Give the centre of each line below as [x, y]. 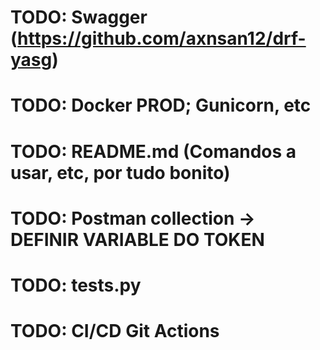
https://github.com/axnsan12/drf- [162, 38]
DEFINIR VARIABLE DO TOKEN [137, 239]
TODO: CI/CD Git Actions [115, 331]
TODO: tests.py [76, 285]
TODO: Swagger [79, 17]
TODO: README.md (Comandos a [153, 151]
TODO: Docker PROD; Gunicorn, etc [161, 105]
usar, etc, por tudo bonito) [120, 172]
